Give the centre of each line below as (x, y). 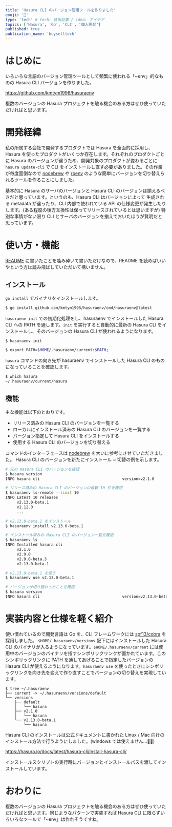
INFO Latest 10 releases (32, 498)
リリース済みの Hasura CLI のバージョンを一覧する (66, 423)
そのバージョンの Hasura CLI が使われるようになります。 (96, 331)
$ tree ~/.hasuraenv (27, 688)
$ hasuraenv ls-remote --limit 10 (42, 493)
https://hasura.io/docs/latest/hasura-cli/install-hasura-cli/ (66, 751)
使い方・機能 (33, 246)
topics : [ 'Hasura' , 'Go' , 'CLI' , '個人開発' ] (53, 24)
